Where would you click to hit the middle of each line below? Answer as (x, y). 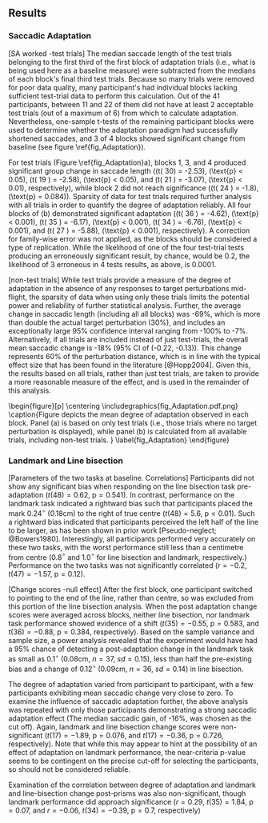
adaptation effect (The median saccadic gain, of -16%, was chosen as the (130, 718)
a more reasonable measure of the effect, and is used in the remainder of (129, 382)
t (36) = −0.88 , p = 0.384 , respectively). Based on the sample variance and (131, 632)
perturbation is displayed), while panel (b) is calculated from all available (128, 431)
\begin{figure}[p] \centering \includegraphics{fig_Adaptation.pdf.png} (123, 406)
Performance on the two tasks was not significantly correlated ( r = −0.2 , (128, 565)
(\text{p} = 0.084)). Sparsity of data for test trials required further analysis (130, 196)
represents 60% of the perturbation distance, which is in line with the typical (134, 356)
